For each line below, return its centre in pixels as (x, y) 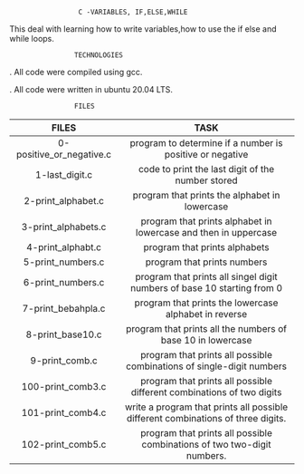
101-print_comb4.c (64, 413)
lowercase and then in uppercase (206, 232)
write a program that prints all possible (207, 407)
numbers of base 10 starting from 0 (206, 288)
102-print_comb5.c (64, 445)
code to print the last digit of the (207, 169)
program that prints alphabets (206, 247)
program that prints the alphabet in (206, 195)
